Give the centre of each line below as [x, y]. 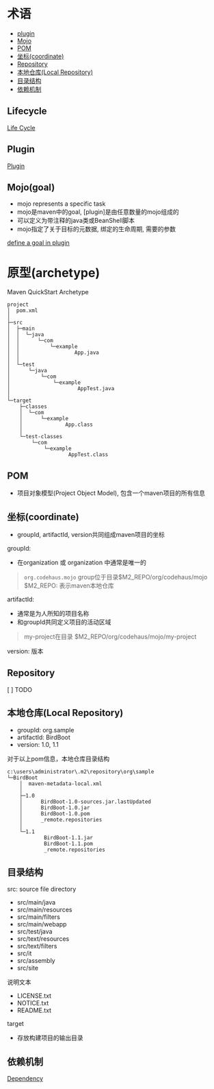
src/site [28, 968]
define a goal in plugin [38, 243]
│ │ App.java [53, 353]
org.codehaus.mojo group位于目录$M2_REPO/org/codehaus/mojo [116, 577]
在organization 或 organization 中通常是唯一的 [82, 562]
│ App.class [56, 425]
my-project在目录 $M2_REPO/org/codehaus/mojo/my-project [110, 636]
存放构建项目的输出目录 [50, 1038]
